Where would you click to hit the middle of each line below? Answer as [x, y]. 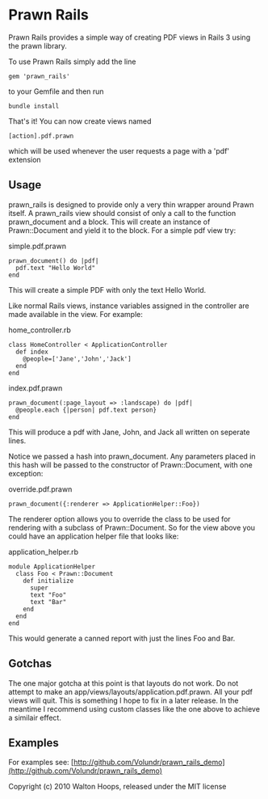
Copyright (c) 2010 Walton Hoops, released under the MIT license [117, 787]
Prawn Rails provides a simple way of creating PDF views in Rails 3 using [130, 37]
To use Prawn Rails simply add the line [72, 61]
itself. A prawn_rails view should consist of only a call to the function [122, 213]
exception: [26, 473]
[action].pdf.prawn [41, 136]
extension [25, 159]
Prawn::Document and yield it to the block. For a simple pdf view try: [122, 230]
